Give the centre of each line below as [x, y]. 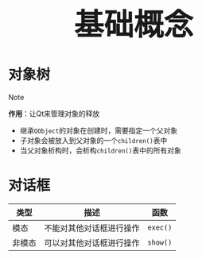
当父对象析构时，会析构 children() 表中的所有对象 [100, 150]
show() [160, 242]
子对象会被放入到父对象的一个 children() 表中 [93, 140]
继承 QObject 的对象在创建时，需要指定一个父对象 [98, 130]
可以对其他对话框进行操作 [92, 242]
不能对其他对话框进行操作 [92, 228]
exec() [160, 227]
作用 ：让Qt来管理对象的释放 [54, 114]
